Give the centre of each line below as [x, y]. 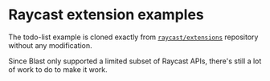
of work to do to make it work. [58, 69]
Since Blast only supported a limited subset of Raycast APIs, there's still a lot [135, 61]
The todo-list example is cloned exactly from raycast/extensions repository [133, 37]
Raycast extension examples [106, 15]
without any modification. [50, 45]
